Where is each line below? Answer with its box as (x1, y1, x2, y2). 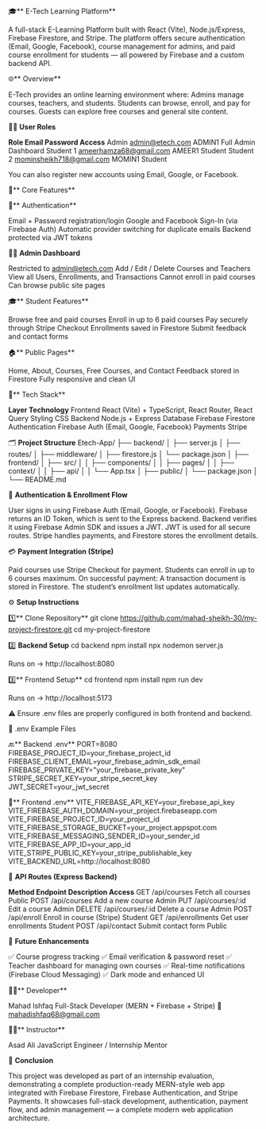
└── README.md (8, 475, 67, 484)
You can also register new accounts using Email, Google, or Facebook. (8, 170, 239, 179)
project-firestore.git (8, 624, 73, 634)
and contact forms (8, 332, 69, 341)
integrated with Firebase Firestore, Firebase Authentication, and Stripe (8, 1088, 238, 1097)
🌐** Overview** (8, 74, 61, 83)
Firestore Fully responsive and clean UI (8, 374, 136, 384)
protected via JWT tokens (8, 233, 93, 242)
